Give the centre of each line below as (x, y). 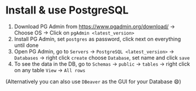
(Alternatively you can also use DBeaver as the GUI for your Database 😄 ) (93, 81)
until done (26, 45)
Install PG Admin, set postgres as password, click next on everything (97, 39)
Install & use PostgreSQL (67, 10)
